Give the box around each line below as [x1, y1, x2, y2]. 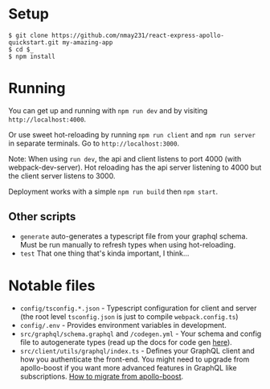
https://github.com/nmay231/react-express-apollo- [51, 31, 225, 39]
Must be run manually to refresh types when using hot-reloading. [19, 240, 236, 249]
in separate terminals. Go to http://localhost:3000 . [8, 138, 179, 148]
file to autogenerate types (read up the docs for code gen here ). [19, 337, 233, 346]
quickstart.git [8, 38, 59, 47]
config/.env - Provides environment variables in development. [19, 320, 227, 330]
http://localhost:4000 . [8, 114, 87, 124]
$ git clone [8, 31, 48, 39]
